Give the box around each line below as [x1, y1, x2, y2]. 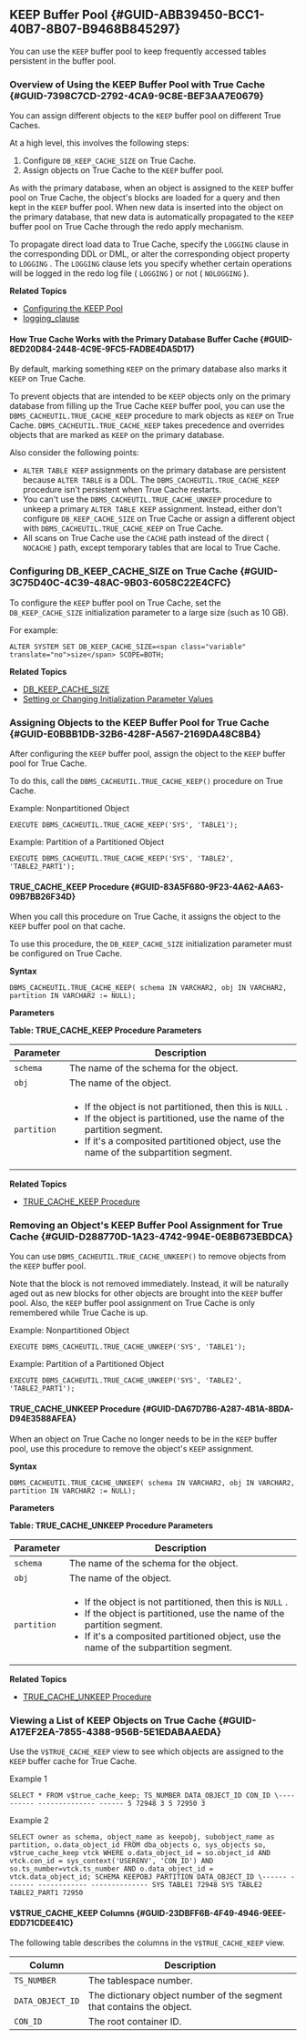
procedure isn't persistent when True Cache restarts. [22, 484, 222, 495]
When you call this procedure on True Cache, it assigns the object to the [9, 911, 280, 923]
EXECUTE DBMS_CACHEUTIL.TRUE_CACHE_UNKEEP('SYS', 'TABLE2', [9, 1376, 243, 1385]
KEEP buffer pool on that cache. [9, 921, 126, 932]
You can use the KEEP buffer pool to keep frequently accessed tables [9, 46, 267, 56]
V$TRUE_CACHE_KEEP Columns [9, 1907, 135, 1918]
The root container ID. [87, 2015, 182, 2028]
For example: [9, 624, 59, 636]
